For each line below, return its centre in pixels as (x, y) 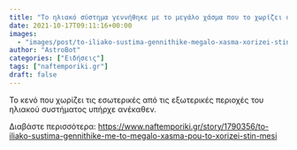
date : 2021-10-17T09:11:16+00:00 (71, 26)
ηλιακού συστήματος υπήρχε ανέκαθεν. (83, 109)
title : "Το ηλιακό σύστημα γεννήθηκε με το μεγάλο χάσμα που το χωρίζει (146, 17)
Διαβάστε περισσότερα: (53, 126)
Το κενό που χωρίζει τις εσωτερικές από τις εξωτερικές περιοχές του (137, 100)
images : (23, 34)
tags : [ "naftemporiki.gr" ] (59, 67)
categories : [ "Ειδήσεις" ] (57, 58)
